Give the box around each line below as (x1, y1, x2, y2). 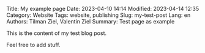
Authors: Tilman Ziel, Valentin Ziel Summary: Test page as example (6, 18, 175, 25)
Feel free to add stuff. (6, 42, 61, 48)
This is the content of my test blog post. (6, 30, 107, 37)
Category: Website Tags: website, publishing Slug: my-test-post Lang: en (6, 11, 191, 19)
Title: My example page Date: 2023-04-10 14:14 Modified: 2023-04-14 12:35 (6, 5, 199, 12)
